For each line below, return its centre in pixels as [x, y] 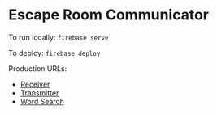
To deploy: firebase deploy [54, 53]
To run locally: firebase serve [59, 37]
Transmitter [39, 93]
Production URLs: [38, 68]
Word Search [42, 101]
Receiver [35, 84]
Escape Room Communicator [109, 15]
